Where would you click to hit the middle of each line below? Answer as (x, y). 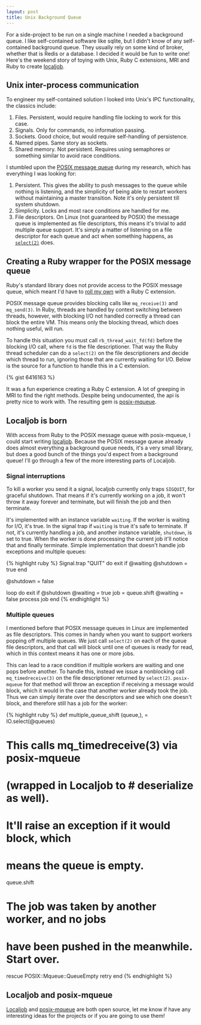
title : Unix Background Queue (44, 17)
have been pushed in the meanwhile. (99, 947)
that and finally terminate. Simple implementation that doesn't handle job (96, 545)
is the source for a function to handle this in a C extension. (78, 366)
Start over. (33, 959)
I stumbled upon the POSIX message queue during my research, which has (99, 167)
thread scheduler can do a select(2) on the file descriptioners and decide (98, 353)
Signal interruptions (36, 476)
